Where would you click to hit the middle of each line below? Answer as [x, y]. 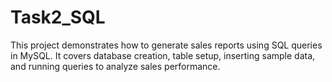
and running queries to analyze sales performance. [115, 66]
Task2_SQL [58, 17]
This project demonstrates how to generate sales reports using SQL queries [166, 45]
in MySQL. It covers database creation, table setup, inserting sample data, [163, 55]
